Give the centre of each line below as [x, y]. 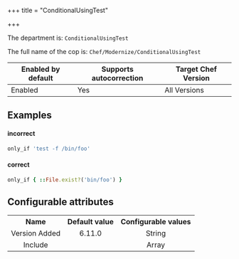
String [156, 233]
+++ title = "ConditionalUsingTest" [58, 10]
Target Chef [196, 69]
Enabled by [41, 69]
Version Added [36, 233]
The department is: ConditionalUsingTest [68, 38]
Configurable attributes [60, 202]
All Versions [184, 90]
